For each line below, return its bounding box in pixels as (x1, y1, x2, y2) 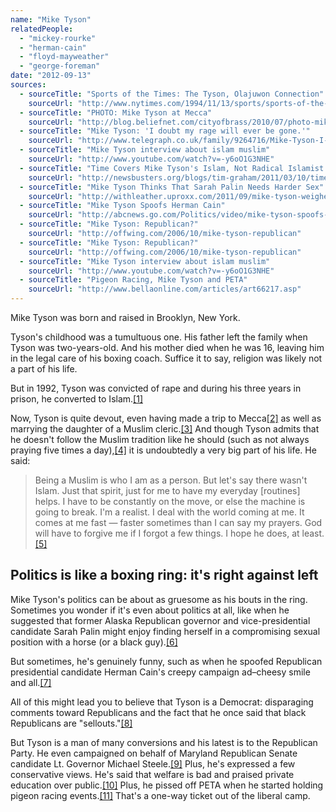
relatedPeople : (10, 24, 74, 34)
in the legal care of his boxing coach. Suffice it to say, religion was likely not (10, 352, 323, 364)
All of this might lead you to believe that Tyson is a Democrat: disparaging (10, 696, 314, 708)
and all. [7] (10, 676, 52, 688)
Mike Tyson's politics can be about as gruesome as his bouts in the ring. (10, 593, 308, 605)
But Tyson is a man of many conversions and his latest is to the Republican (10, 736, 318, 748)
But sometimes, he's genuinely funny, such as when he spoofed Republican (10, 655, 323, 667)
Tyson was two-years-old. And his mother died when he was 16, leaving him (10, 342, 325, 353)
